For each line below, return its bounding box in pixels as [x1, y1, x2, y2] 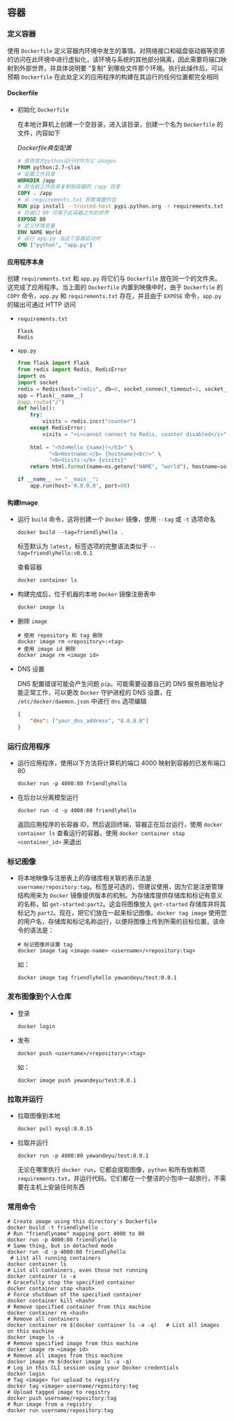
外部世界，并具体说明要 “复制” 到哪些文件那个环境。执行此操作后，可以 [19, 63, 224, 72]
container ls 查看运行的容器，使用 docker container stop [17, 829, 185, 837]
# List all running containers [10, 1255, 101, 1262]
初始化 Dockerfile [17, 105, 70, 114]
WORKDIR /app [17, 177, 56, 184]
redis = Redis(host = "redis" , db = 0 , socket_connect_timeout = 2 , [17, 385, 202, 392]
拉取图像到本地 [17, 1111, 61, 1119]
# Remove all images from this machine [7, 1352, 123, 1360]
